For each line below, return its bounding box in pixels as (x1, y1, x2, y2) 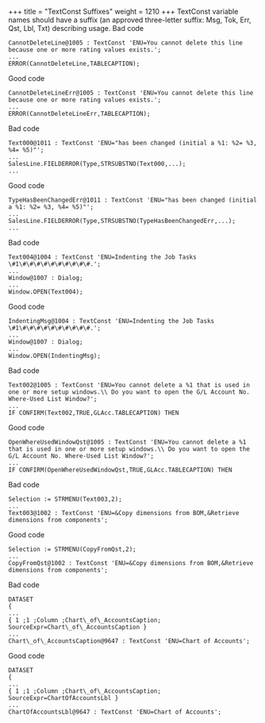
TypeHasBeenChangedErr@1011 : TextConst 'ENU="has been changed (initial (8, 196, 258, 204)
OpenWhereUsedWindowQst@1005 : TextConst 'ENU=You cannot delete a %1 (8, 438, 247, 446)
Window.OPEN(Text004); (8, 288, 83, 296)
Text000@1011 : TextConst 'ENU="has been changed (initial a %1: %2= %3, (8, 139, 258, 147)
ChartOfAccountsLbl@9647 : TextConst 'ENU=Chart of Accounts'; (8, 708, 222, 716)
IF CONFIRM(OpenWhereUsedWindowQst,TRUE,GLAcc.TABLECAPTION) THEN (8, 466, 232, 474)
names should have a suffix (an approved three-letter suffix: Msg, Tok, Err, (8, 15, 252, 25)
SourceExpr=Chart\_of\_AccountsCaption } (8, 623, 148, 631)
